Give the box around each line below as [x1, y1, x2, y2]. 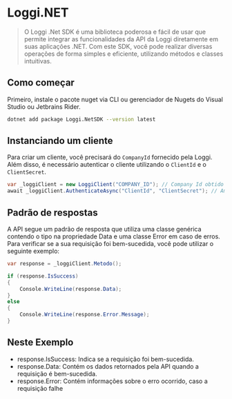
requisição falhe [17, 384, 64, 392]
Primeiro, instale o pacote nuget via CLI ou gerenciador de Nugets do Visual [7, 95, 223, 103]
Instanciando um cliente [7, 135, 113, 147]
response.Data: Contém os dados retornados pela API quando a [17, 362, 199, 370]
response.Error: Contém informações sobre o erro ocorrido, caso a [17, 377, 209, 385]
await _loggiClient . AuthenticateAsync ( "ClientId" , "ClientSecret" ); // [7, 187, 217, 194]
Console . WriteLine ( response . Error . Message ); [19, 311, 150, 318]
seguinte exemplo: [7, 247, 60, 255]
